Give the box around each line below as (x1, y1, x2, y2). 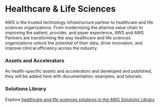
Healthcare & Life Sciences (5, 3, 116, 15)
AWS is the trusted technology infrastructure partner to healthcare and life (5, 19, 154, 25)
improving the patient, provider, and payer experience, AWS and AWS (5, 30, 144, 35)
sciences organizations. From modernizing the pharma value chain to (5, 24, 144, 30)
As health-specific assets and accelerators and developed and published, (5, 68, 152, 74)
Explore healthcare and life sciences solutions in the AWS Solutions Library (5, 96, 155, 102)
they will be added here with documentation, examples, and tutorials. (5, 74, 143, 79)
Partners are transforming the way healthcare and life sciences (5, 35, 131, 41)
